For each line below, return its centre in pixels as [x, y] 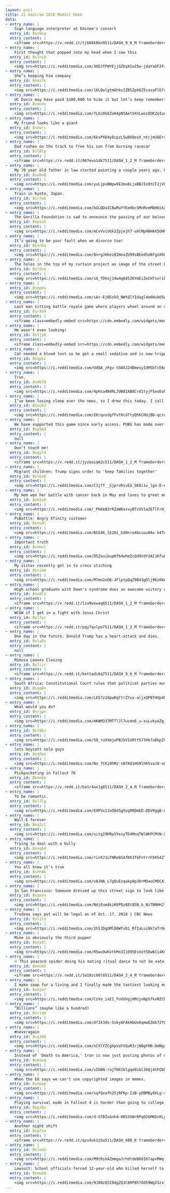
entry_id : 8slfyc [28, 618]
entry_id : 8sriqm [28, 1013]
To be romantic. [32, 796]
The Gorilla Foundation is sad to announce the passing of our [82, 217]
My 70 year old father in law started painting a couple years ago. [88, 170]
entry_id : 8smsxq [28, 1060]
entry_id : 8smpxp [28, 1084]
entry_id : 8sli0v [28, 641]
